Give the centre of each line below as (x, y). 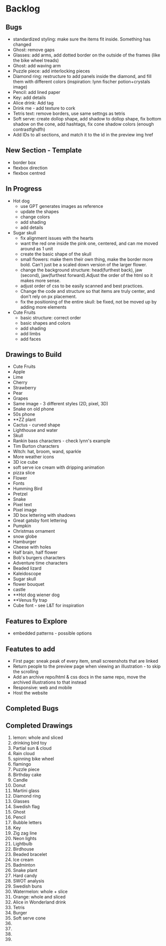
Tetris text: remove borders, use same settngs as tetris (69, 113)
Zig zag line (25, 833)
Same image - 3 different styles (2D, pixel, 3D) (61, 404)
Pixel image (25, 510)
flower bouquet (28, 584)
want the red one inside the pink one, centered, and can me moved (89, 243)
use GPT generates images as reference (62, 206)
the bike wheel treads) (36, 60)
